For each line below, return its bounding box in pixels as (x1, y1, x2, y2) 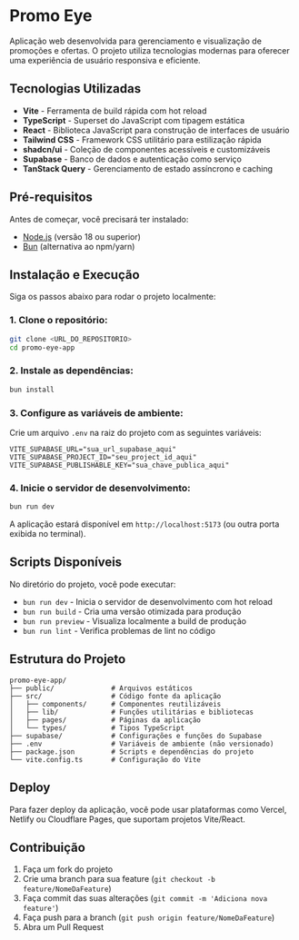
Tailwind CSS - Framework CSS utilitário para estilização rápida (22, 134, 262, 145)
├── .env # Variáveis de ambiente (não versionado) (9, 739, 274, 748)
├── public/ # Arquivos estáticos (9, 683, 194, 693)
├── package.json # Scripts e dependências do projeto (9, 747, 254, 757)
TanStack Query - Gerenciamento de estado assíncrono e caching (22, 163, 274, 173)
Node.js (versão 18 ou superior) (22, 231, 141, 242)
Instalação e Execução (9, 267, 140, 282)
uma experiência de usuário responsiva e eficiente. (9, 54, 202, 65)
